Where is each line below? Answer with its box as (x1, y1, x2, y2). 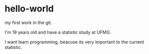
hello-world (4, 3, 54, 14)
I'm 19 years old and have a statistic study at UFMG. (4, 29, 112, 35)
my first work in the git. (4, 19, 52, 25)
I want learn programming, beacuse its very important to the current (4, 38, 145, 45)
